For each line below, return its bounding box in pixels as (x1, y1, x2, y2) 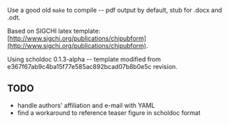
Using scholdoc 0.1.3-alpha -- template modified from (7, 55, 161, 63)
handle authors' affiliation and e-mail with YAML (17, 101, 155, 109)
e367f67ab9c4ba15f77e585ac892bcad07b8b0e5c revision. (7, 63, 177, 70)
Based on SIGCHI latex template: (7, 27, 101, 35)
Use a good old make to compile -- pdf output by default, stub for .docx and (7, 6, 223, 14)
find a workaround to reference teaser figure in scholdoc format (17, 108, 200, 117)
